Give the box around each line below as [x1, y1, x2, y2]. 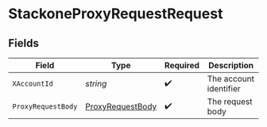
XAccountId [12, 79, 53, 88]
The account [207, 73, 254, 84]
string [84, 79, 107, 89]
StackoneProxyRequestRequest [8, 5, 223, 23]
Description [208, 60, 254, 71]
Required [164, 60, 200, 71]
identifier [207, 83, 241, 94]
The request [207, 96, 253, 107]
